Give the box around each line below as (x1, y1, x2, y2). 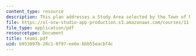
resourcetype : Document (6, 30, 64, 36)
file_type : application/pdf (6, 24, 75, 31)
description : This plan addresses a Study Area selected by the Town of (6, 14, 187, 20)
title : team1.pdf (6, 36, 48, 41)
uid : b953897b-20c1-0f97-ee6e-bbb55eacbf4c (6, 41, 114, 47)
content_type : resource (6, 8, 64, 15)
